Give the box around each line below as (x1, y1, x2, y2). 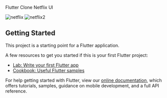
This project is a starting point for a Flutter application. (5, 42, 120, 48)
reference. (5, 88, 27, 94)
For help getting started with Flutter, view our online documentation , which (5, 77, 162, 83)
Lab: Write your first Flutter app (12, 62, 79, 68)
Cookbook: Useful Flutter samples (12, 67, 85, 73)
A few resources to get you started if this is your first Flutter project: (5, 52, 148, 58)
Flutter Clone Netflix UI (5, 5, 54, 10)
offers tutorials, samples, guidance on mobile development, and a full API (5, 82, 159, 88)
